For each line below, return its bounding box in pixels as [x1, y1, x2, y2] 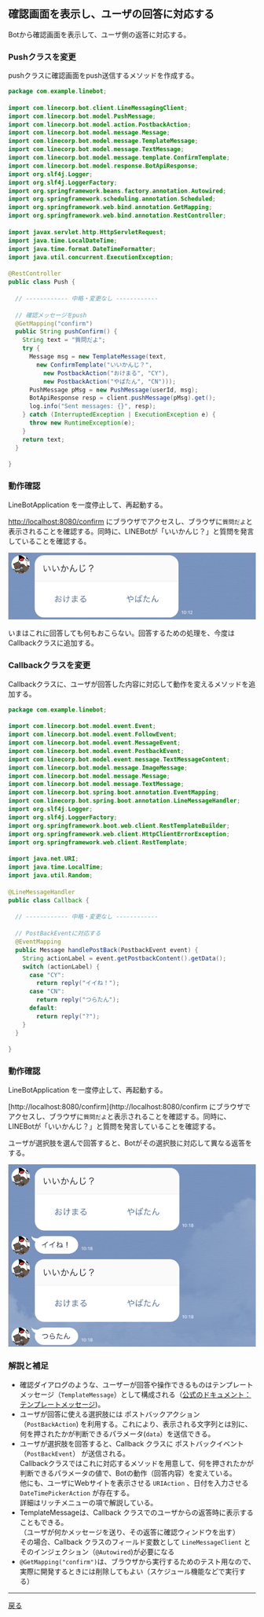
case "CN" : [28, 987, 65, 996]
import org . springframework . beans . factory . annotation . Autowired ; [8, 187, 226, 195]
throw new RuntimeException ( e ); [28, 419, 135, 427]
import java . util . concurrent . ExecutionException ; [8, 253, 174, 261]
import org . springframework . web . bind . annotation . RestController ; [8, 211, 226, 220]
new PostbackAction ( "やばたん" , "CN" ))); [42, 377, 177, 385]
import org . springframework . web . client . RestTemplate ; [8, 838, 189, 847]
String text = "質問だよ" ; [22, 336, 106, 344]
